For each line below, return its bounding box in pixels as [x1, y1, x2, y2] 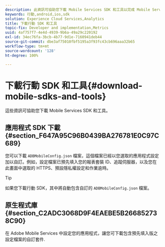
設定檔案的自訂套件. [5, 236, 46, 242]
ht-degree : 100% [5, 53, 38, 58]
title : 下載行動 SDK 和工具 [5, 21, 57, 26]
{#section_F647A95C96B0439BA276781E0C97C [5, 131, 160, 140]
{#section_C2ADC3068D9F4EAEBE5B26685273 [5, 209, 157, 217]
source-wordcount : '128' [5, 48, 56, 53]
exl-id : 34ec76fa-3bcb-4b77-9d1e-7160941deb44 [5, 35, 102, 40]
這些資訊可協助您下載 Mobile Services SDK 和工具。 [5, 108, 110, 114]
